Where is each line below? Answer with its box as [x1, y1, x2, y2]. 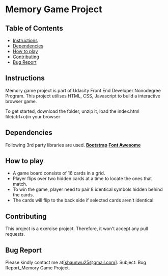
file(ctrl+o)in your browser [5, 113, 61, 119]
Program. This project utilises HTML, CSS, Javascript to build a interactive [5, 93, 160, 99]
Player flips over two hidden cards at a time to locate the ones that [12, 175, 152, 182]
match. [12, 181, 27, 187]
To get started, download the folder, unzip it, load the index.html [5, 108, 140, 114]
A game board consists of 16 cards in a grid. [12, 170, 105, 177]
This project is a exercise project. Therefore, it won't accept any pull [5, 225, 148, 232]
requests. [5, 231, 25, 237]
